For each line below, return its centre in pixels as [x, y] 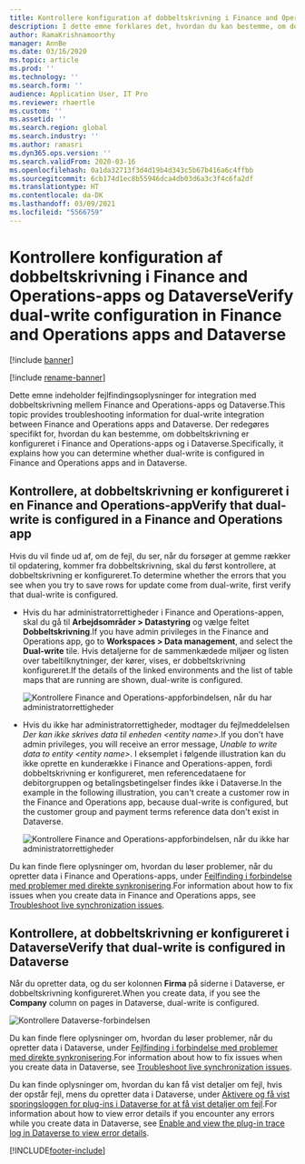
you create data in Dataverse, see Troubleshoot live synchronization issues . [151, 1067]
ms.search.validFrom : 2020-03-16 [73, 161]
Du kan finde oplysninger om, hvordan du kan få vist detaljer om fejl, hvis [146, 1085]
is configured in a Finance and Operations [162, 520]
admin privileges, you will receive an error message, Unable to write [150, 744]
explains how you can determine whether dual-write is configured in [137, 453]
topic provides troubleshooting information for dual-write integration [137, 414]
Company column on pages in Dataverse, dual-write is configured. [134, 1003]
